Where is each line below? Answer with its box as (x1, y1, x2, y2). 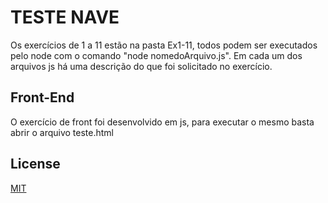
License (10, 156, 61, 173)
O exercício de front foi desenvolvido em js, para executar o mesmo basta (10, 116, 315, 128)
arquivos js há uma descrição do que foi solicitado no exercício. (10, 60, 273, 72)
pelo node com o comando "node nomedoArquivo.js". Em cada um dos (10, 49, 303, 61)
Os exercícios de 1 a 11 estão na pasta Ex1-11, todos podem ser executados (10, 39, 318, 51)
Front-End (10, 89, 75, 106)
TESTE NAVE (10, 6, 120, 29)
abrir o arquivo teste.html (10, 126, 114, 138)
